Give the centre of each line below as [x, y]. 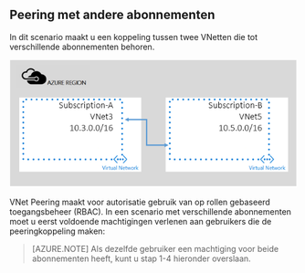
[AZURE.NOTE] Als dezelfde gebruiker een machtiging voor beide [155, 249]
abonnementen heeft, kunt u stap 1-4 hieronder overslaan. [141, 258]
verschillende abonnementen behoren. [82, 47]
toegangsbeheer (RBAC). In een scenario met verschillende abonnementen [151, 212]
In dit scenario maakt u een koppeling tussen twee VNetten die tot [134, 37]
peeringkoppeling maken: [58, 231]
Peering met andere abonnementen [112, 15]
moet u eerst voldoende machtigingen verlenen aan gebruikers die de [141, 222]
